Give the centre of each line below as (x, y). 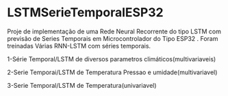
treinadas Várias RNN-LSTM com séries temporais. (79, 46)
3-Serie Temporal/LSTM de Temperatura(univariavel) (82, 85)
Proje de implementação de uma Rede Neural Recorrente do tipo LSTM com (114, 31)
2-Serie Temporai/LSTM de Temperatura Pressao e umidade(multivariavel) (112, 72)
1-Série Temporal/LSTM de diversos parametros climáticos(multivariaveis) (112, 59)
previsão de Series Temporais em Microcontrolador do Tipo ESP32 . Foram (113, 38)
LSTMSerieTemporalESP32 (85, 13)
